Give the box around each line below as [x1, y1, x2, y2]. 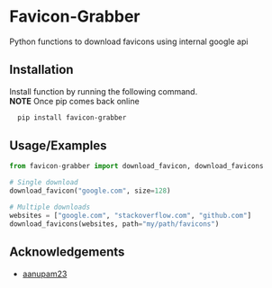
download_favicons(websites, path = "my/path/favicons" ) [9, 219, 220, 229]
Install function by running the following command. [9, 85, 198, 96]
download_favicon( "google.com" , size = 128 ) [9, 186, 171, 195]
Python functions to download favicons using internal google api [9, 36, 249, 47]
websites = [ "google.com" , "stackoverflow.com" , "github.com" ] [9, 211, 252, 220]
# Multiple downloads [9, 202, 91, 212]
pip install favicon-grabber [17, 112, 127, 122]
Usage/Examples [9, 138, 107, 154]
